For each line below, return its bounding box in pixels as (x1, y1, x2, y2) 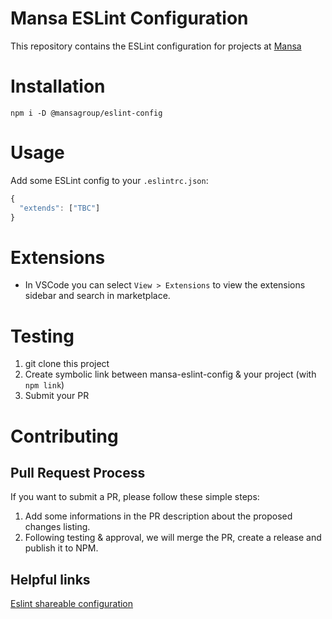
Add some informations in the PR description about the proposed (24, 510, 293, 522)
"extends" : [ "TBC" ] (19, 203, 101, 213)
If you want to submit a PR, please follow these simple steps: (10, 491, 260, 503)
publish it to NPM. (24, 542, 99, 554)
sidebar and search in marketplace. (24, 290, 171, 302)
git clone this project (24, 358, 110, 370)
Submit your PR (24, 390, 90, 402)
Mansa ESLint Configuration (10, 7, 249, 30)
